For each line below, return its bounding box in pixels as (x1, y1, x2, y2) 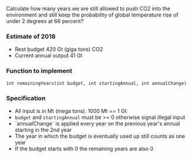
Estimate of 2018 (6, 32, 56, 40)
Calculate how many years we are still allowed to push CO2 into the (6, 5, 171, 12)
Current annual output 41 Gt (14, 52, 83, 59)
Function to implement (6, 67, 73, 75)
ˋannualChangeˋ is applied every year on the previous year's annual (14, 120, 180, 127)
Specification (6, 94, 46, 102)
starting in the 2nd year (14, 126, 72, 133)
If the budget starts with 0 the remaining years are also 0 (14, 145, 154, 152)
